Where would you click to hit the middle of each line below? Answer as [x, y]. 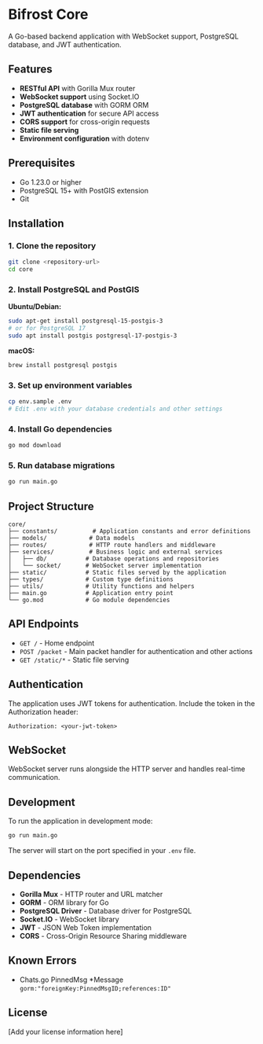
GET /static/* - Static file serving [74, 660]
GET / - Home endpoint [57, 643]
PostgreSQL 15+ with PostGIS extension [84, 190]
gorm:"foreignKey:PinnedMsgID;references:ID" [95, 988]
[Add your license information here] [66, 1031]
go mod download [35, 446]
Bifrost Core [48, 15]
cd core [21, 270]
